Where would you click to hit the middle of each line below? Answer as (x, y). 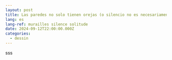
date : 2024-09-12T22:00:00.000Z (40, 29)
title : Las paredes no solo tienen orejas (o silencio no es (72, 15)
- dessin (19, 39)
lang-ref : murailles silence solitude (47, 24)
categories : (18, 34)
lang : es (15, 19)
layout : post (19, 10)
